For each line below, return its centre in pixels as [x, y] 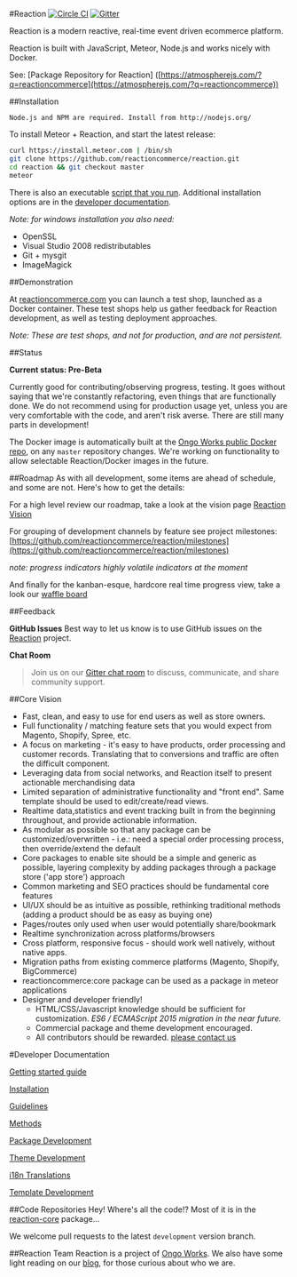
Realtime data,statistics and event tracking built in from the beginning [149, 810]
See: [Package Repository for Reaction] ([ [85, 75]
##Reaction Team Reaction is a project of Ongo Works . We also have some [146, 1253]
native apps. [45, 952]
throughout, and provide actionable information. [109, 820]
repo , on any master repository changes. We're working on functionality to [145, 451]
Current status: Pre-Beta [55, 370]
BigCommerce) [50, 971]
